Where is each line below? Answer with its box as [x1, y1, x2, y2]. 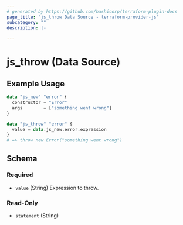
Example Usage [6, 78, 65, 88]
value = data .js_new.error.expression [12, 126, 107, 132]
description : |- [6, 25, 46, 31]
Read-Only [6, 199, 39, 207]
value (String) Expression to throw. [15, 184, 99, 191]
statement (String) [15, 212, 59, 219]
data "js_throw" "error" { [6, 121, 73, 127]
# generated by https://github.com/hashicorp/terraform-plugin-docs [6, 8, 178, 15]
